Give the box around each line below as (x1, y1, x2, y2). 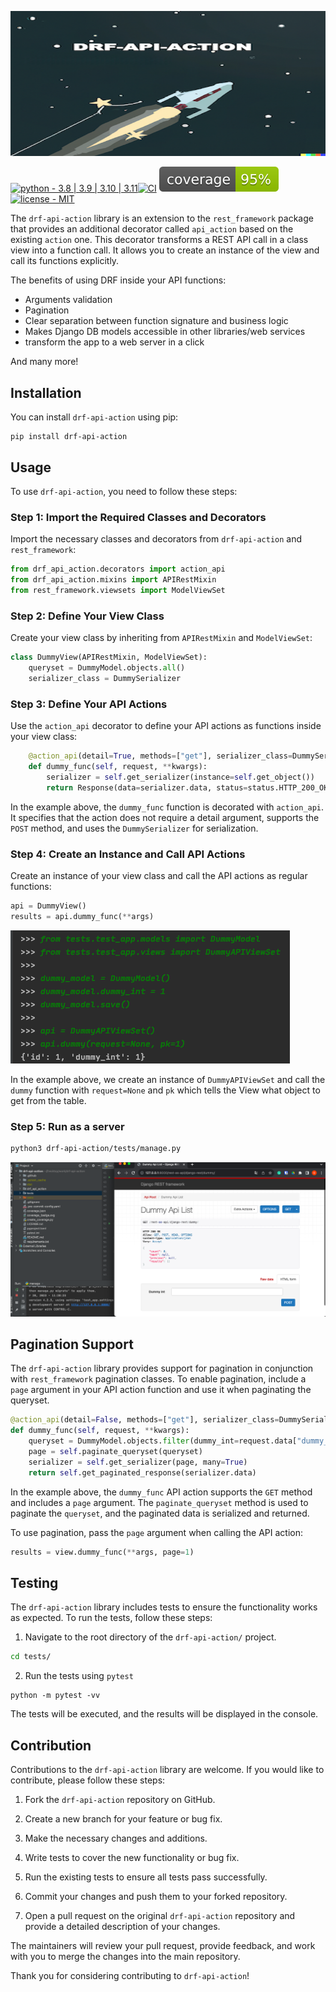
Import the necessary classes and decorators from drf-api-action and (10, 533, 303, 545)
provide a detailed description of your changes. (24, 1920, 221, 1932)
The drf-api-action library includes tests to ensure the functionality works (10, 1601, 318, 1613)
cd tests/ (10, 1652, 52, 1662)
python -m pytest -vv (10, 1691, 101, 1701)
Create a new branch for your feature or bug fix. (24, 1812, 223, 1825)
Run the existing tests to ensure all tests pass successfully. (24, 1871, 268, 1883)
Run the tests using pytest (24, 1670, 134, 1682)
